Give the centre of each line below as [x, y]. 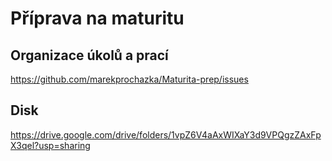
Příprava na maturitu [97, 18]
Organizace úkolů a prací [89, 55]
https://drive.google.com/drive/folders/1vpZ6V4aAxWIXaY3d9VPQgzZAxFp [166, 134]
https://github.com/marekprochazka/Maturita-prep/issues [129, 79]
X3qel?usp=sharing [50, 145]
